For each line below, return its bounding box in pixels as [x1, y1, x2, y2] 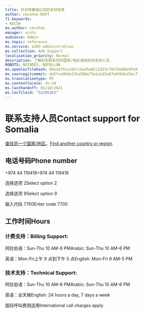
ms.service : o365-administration [5, 44, 74, 49]
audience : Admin [5, 35, 38, 40]
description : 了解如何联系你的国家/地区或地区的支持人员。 [5, 58, 113, 63]
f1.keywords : [5, 16, 32, 21]
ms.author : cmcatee [5, 26, 45, 31]
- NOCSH [5, 21, 21, 26]
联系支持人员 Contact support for [5, 113, 140, 124]
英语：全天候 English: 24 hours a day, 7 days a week [5, 292, 110, 298]
